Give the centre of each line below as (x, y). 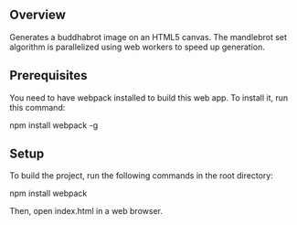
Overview (38, 15)
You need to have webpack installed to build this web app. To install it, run (149, 97)
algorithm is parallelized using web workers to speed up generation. (137, 47)
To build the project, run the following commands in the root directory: (142, 176)
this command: (37, 107)
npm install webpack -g (54, 125)
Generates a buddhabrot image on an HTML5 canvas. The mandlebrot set (148, 37)
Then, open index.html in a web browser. (86, 211)
